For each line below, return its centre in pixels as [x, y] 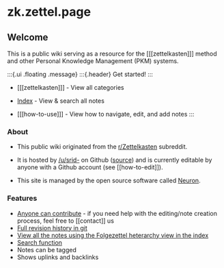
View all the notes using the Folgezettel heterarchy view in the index [113, 235]
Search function [40, 242]
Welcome [28, 37]
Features [22, 198]
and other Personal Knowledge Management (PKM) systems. [93, 61]
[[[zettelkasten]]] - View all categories [70, 87]
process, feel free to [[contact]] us [66, 221]
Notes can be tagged [46, 249]
